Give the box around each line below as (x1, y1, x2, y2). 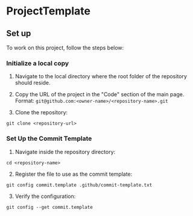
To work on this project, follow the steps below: (6, 44, 124, 51)
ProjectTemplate (6, 4, 90, 18)
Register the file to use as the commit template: (14, 170, 133, 177)
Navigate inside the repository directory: (14, 148, 116, 155)
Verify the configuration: (14, 193, 76, 200)
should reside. (14, 79, 51, 87)
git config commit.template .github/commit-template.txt (6, 182, 153, 188)
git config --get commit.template (6, 204, 93, 210)
